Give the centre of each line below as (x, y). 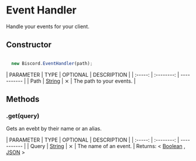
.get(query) (23, 116)
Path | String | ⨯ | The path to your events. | (83, 81)
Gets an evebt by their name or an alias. (54, 129)
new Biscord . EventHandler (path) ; (52, 63)
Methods (23, 99)
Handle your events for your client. (48, 26)
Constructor (29, 45)
